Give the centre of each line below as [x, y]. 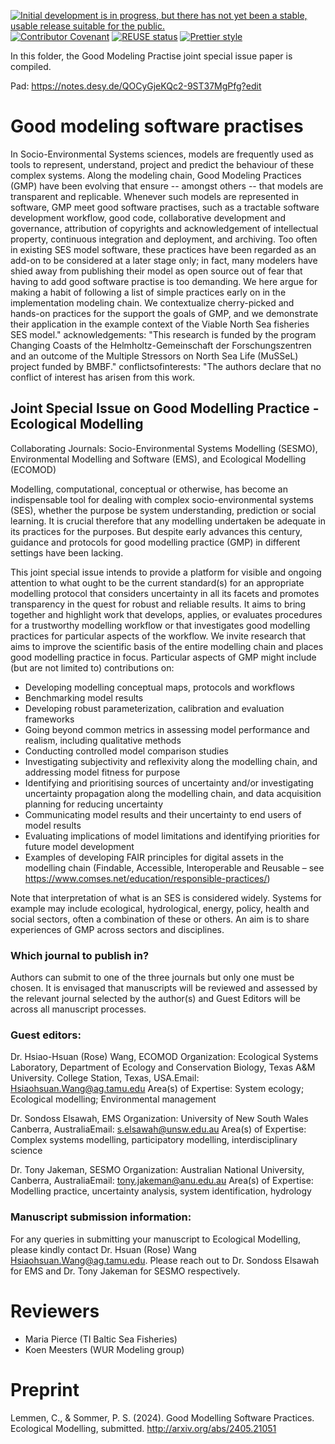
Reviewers [55, 1311]
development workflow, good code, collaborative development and [148, 217]
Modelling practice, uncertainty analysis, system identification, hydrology [161, 1191]
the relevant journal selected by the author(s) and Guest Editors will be [155, 999]
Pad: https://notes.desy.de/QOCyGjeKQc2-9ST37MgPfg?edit [136, 86]
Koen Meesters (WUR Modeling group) [104, 1349]
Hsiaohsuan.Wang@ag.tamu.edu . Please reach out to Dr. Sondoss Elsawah [165, 1260]
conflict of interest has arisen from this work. [103, 377]
